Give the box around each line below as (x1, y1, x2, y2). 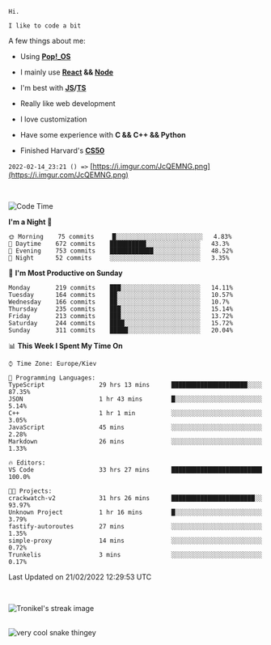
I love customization (19, 114, 87, 124)
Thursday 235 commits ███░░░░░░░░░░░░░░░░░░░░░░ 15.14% (8, 305, 233, 313)
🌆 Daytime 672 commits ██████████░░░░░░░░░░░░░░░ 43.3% (8, 240, 230, 248)
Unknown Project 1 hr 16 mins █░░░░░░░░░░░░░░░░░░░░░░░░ (8, 508, 263, 516)
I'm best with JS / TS (19, 83, 87, 92)
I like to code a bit (8, 22, 82, 30)
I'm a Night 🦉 (8, 217, 53, 227)
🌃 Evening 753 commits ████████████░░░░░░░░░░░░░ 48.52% (8, 247, 233, 255)
